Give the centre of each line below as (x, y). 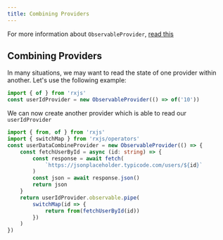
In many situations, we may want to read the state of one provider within (112, 73)
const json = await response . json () (86, 178)
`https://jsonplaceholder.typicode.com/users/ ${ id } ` (123, 165)
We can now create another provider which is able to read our (97, 113)
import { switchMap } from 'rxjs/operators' (74, 139)
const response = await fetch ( (78, 158)
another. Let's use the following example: (67, 80)
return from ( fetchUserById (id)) (92, 211)
